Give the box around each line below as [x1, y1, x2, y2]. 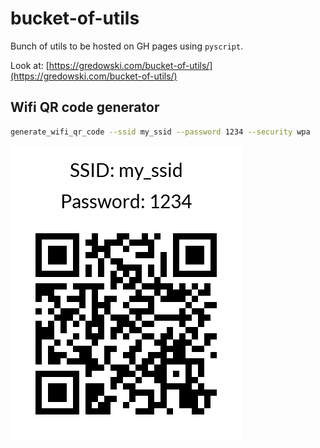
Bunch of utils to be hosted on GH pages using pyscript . [10, 40, 244, 52]
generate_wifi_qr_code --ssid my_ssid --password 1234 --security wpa [10, 127, 311, 137]
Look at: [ [10, 59, 50, 71]
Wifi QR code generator [10, 99, 160, 116]
